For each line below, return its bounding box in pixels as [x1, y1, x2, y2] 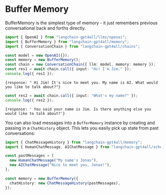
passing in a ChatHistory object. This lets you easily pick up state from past [5, 125, 159, 131]
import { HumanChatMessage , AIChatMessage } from [5, 145, 110, 149]
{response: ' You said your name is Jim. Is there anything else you [5, 106, 152, 112]
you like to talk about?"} [5, 84, 61, 90]
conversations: [5, 130, 36, 136]
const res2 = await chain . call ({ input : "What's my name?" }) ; [5, 93, 138, 98]
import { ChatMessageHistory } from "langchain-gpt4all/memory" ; [5, 140, 142, 145]
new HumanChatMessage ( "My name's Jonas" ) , [9, 158, 98, 163]
